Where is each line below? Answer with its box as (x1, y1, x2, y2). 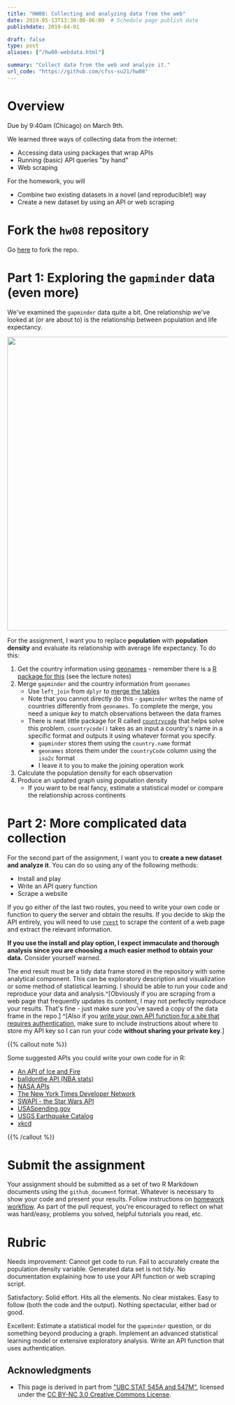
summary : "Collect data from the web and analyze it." (7, 62, 171, 69)
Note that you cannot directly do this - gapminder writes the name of (27, 694, 224, 703)
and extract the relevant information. (7, 925, 113, 934)
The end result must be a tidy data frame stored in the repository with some (7, 967, 225, 976)
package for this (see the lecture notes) (17, 672, 131, 680)
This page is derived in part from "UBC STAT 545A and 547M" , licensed (17, 1383, 225, 1392)
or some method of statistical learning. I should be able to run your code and (7, 982, 228, 990)
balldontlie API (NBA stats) (17, 1074, 94, 1083)
